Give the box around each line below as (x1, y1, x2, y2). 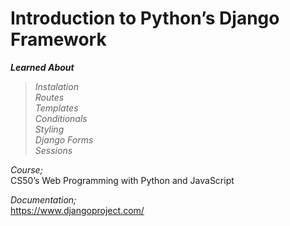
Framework (10, 28, 107, 51)
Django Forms (34, 133, 94, 146)
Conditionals (34, 112, 88, 124)
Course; (10, 163, 43, 176)
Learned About (10, 61, 75, 73)
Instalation (34, 80, 79, 92)
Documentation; (10, 193, 77, 206)
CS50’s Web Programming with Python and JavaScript (10, 174, 235, 186)
